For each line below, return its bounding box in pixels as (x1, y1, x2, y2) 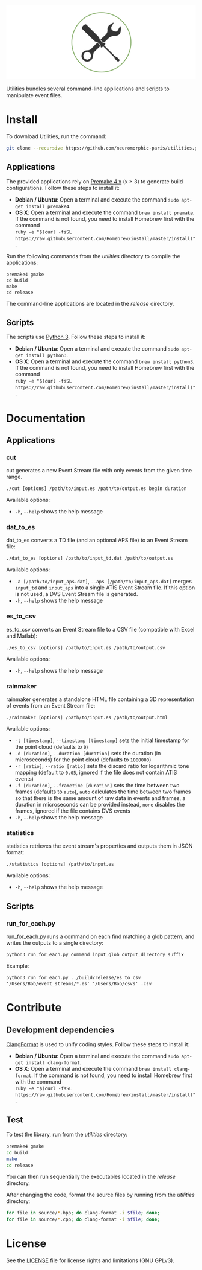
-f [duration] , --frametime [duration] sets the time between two (14, 782, 180, 789)
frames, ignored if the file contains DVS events (14, 807, 130, 814)
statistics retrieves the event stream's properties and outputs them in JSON (6, 842, 193, 849)
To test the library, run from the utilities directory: (6, 1131, 128, 1138)
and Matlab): (6, 632, 38, 640)
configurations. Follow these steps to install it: (6, 184, 120, 191)
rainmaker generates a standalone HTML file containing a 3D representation (6, 696, 194, 703)
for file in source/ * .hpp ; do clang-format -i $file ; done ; (6, 1210, 161, 1216)
